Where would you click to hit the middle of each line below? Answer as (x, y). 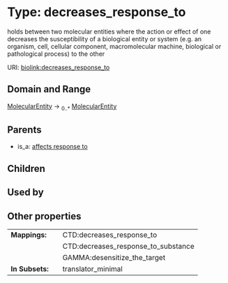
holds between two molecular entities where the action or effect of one (109, 31)
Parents (24, 130)
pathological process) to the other (56, 54)
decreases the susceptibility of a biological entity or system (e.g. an (105, 38)
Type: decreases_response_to (97, 12)
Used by (25, 193)
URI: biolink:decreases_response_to (59, 67)
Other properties (44, 216)
